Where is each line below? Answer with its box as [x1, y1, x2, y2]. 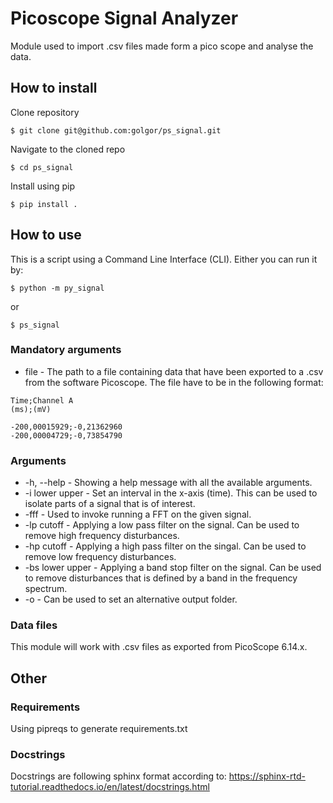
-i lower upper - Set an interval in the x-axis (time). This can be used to [24, 487, 318, 499]
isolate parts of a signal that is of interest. [24, 498, 196, 510]
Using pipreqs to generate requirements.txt [10, 723, 188, 735]
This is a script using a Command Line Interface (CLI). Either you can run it [10, 253, 318, 265]
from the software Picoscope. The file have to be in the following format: [24, 376, 324, 388]
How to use [10, 227, 82, 244]
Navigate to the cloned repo [10, 143, 126, 155]
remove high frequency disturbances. [24, 530, 180, 542]
